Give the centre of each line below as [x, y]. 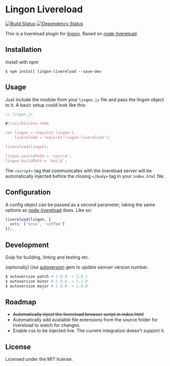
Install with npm [22, 62]
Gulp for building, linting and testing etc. [47, 257]
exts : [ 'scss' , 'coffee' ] [38, 224]
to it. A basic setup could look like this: [46, 105]
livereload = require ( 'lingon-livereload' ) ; [63, 138]
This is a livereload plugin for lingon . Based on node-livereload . [72, 33]
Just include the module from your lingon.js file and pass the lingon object [85, 99]
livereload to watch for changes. [46, 325]
